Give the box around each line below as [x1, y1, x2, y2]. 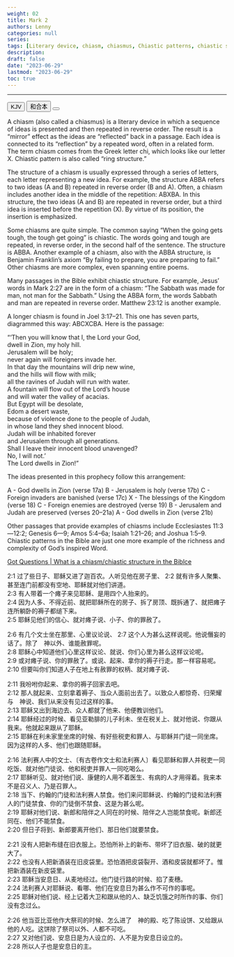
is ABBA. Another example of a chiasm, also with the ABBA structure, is [7, 248, 212, 257]
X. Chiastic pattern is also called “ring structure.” [7, 155, 147, 163]
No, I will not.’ [7, 452, 47, 460]
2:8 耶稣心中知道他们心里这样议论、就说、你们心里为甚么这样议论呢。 [7, 648, 208, 656]
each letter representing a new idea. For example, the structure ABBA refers [7, 176, 225, 184]
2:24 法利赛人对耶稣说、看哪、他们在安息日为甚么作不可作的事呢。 [7, 884, 199, 892]
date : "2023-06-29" [7, 62, 64, 69]
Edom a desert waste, [7, 407, 70, 415]
